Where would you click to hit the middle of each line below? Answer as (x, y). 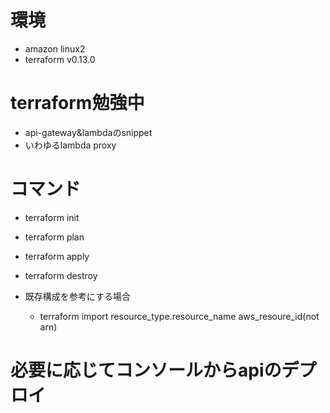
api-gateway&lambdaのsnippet (88, 132)
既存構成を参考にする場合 (77, 296)
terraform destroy (61, 275)
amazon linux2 (55, 48)
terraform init (52, 217)
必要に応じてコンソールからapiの (146, 370)
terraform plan (54, 237)
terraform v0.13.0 (60, 59)
